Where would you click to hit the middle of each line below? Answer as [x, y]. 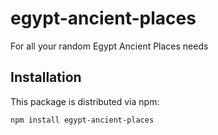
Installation [46, 77]
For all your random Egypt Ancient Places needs [109, 46]
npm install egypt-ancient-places [82, 120]
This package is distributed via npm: [85, 101]
